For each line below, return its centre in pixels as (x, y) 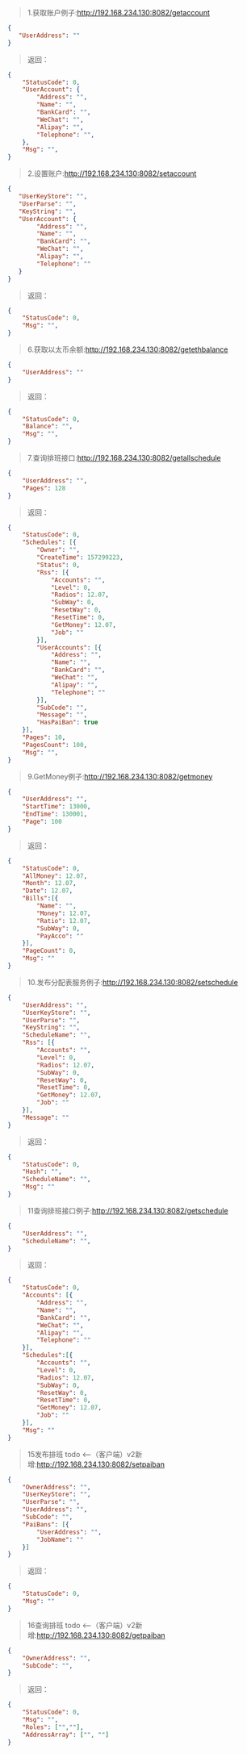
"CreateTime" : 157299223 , (80, 558)
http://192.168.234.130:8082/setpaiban (100, 1464)
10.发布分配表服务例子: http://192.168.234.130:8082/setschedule (133, 982)
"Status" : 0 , (59, 565)
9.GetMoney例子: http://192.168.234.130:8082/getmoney (120, 776)
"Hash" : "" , (42, 1172)
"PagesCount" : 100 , (55, 745)
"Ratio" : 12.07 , (64, 921)
